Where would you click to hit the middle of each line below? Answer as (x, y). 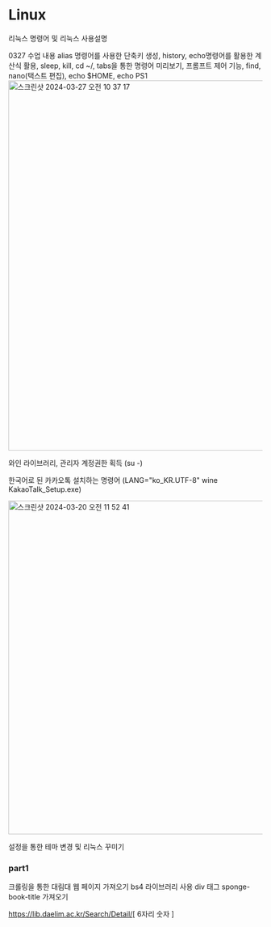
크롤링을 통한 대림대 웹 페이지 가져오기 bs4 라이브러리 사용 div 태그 (114, 887)
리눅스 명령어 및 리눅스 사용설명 (58, 38)
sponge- (236, 887)
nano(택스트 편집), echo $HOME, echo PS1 (78, 75)
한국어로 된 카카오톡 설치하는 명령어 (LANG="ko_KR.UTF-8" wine (113, 480)
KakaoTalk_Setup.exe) (45, 489)
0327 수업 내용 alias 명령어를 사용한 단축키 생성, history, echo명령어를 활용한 (131, 55)
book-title (24, 897)
